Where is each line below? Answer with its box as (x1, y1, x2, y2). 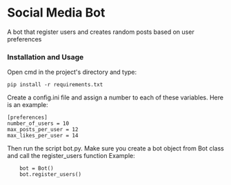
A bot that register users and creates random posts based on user (7, 28, 194, 36)
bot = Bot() (19, 165, 54, 172)
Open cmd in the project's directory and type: (7, 68, 137, 77)
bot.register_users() (19, 171, 81, 178)
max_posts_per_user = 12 (7, 126, 79, 133)
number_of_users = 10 (7, 120, 70, 127)
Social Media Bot (7, 5, 106, 21)
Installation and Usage (7, 52, 84, 61)
